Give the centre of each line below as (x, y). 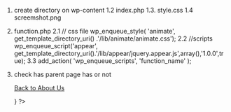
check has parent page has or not (63, 74)
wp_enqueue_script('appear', (56, 46)
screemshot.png (37, 17)
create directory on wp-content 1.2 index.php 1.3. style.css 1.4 (104, 10)
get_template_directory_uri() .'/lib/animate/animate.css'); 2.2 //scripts (113, 38)
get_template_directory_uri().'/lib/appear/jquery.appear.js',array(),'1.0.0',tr (119, 53)
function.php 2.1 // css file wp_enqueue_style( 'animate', (95, 31)
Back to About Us (39, 88)
